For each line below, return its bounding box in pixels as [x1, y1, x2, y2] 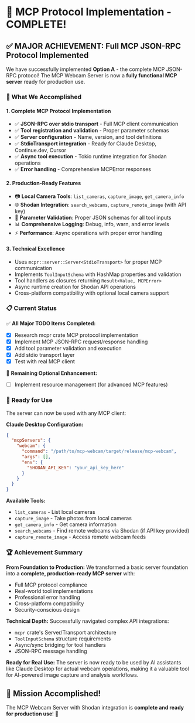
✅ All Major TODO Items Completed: [6, 319, 96, 327]
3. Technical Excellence [6, 245, 66, 252]
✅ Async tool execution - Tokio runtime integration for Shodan [14, 153, 167, 160]
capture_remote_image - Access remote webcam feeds [14, 533, 146, 541]
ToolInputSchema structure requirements [14, 635, 111, 642]
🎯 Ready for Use [6, 396, 53, 404]
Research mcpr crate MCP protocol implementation [14, 331, 139, 339]
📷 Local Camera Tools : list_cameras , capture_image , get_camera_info [14, 193, 184, 200]
